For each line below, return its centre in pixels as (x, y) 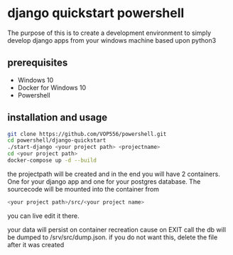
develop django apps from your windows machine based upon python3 (112, 40)
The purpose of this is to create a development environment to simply (109, 33)
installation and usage (58, 118)
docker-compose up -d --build (52, 161)
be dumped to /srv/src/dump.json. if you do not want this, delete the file (113, 237)
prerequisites (38, 63)
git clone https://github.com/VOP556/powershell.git (87, 134)
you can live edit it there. (43, 216)
